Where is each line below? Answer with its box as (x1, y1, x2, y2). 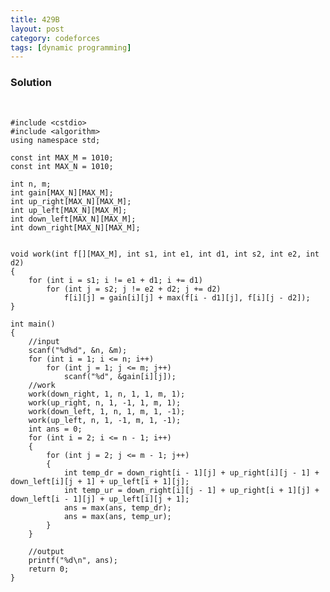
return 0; (28, 564, 70, 574)
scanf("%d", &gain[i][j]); (63, 371, 177, 381)
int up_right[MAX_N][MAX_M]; (10, 196, 132, 206)
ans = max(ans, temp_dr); (63, 502, 172, 513)
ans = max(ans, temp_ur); (63, 511, 172, 521)
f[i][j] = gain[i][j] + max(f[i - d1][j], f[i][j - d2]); (63, 292, 311, 303)
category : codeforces (10, 33, 101, 43)
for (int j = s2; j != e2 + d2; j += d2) (46, 284, 222, 294)
